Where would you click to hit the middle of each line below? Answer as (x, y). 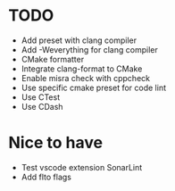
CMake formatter (53, 59)
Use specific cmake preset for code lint (94, 87)
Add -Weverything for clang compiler (89, 49)
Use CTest (41, 97)
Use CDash (42, 106)
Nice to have (56, 143)
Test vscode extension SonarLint (82, 167)
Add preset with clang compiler (79, 40)
